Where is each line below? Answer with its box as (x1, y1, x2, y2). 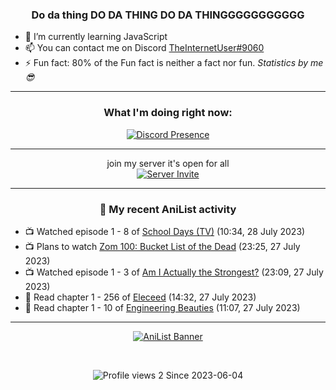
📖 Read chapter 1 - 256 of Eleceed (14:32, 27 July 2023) (24, 291, 257, 303)
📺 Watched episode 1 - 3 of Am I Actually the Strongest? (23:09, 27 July (24, 266, 324, 278)
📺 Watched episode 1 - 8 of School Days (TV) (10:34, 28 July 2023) (24, 225, 306, 237)
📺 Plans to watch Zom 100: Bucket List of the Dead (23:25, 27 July (24, 240, 301, 252)
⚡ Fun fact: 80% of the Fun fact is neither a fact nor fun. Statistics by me (24, 57, 324, 69)
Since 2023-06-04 (165, 369, 244, 381)
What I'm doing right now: (103, 106, 233, 120)
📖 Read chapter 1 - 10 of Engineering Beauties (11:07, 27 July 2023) (24, 301, 301, 313)
